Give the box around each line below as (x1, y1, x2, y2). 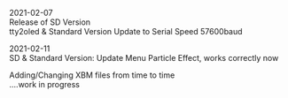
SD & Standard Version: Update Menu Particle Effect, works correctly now (9, 53, 279, 63)
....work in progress (9, 79, 81, 89)
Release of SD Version (9, 17, 91, 27)
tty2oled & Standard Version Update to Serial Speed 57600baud (9, 26, 243, 36)
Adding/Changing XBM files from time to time (9, 70, 175, 80)
